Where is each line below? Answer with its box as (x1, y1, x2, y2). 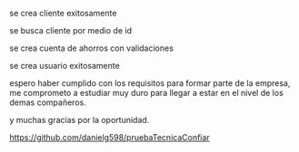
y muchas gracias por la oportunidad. (9, 115, 150, 125)
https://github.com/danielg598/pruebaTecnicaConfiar (9, 132, 211, 143)
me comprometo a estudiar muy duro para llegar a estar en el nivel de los (9, 88, 284, 98)
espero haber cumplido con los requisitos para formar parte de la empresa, (9, 78, 291, 89)
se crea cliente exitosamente (9, 8, 117, 18)
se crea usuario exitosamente (9, 61, 120, 71)
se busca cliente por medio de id (9, 25, 132, 35)
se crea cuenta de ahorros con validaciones (9, 43, 174, 53)
